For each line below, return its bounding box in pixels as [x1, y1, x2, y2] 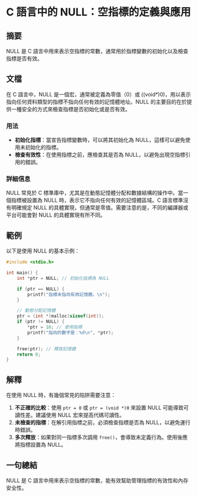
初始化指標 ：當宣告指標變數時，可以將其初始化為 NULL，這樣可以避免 [14, 137, 186, 144]
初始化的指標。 [25, 144, 62, 151]
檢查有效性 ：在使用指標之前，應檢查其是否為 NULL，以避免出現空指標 [14, 151, 186, 159]
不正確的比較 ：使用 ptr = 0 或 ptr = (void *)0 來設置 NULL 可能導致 [14, 404, 184, 411]
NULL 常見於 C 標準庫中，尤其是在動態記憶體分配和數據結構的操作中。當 [6, 189, 183, 196]
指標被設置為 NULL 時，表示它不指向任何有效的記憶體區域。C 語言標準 [11, 196, 183, 204]
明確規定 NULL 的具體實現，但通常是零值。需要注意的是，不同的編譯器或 [11, 204, 189, 211]
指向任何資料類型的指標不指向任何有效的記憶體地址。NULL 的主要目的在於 [6, 98, 187, 105]
